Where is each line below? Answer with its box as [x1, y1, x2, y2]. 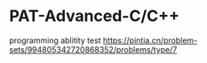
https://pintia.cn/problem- [102, 35, 198, 45]
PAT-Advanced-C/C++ [9, 6, 180, 26]
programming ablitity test [9, 35, 101, 45]
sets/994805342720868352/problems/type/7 [9, 44, 178, 54]
